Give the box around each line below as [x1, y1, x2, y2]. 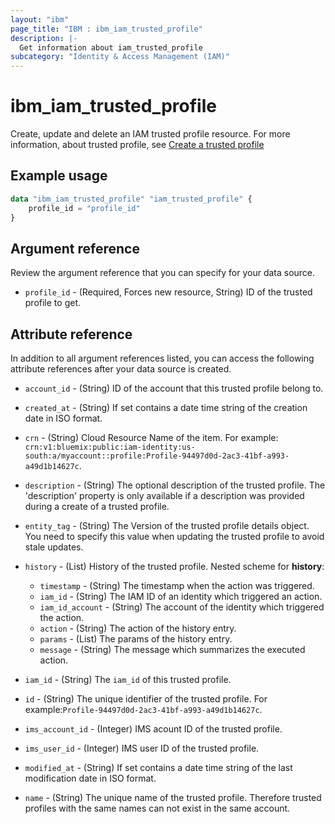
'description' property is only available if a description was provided [24, 490, 305, 502]
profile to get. [24, 297, 82, 309]
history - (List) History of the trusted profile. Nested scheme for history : [24, 561, 325, 573]
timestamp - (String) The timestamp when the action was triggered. [39, 580, 315, 592]
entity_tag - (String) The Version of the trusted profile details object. [24, 520, 310, 532]
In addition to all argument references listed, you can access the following [10, 352, 315, 365]
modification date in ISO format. [24, 772, 157, 785]
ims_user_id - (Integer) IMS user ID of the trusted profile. [24, 742, 260, 755]
